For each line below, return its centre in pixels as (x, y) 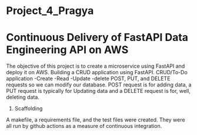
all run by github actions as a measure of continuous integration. (84, 126)
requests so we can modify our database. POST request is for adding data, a (99, 85)
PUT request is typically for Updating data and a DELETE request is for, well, (98, 91)
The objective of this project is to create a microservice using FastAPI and (96, 66)
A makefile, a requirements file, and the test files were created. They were (96, 120)
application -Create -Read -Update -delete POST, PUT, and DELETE (88, 79)
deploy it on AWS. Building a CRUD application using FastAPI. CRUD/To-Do (97, 72)
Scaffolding (29, 109)
